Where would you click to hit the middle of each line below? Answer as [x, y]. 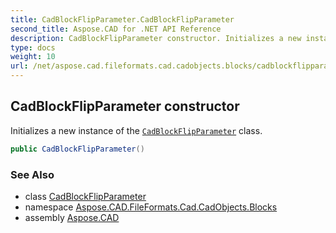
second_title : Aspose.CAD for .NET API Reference [116, 29]
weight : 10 [33, 57]
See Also [32, 174]
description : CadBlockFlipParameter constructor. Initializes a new [156, 38]
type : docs [33, 47]
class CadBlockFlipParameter [85, 196]
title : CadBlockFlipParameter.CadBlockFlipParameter [122, 19]
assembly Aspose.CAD [72, 217]
